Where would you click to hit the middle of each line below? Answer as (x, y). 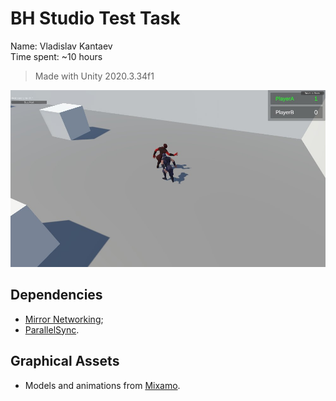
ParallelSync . (52, 329)
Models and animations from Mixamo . (102, 385)
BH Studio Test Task (95, 18)
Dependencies (56, 295)
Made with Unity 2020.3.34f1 (94, 76)
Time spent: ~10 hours (56, 56)
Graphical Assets (65, 361)
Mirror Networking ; (64, 319)
